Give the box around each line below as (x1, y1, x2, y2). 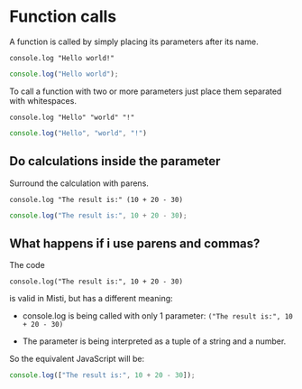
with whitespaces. (9, 95, 77, 106)
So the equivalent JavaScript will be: (9, 354, 145, 365)
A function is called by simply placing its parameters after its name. (9, 36, 259, 47)
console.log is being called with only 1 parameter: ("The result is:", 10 (22, 310, 293, 321)
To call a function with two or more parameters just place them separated (9, 86, 282, 97)
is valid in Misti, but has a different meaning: (9, 293, 173, 304)
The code (9, 260, 45, 271)
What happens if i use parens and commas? (9, 236, 261, 251)
